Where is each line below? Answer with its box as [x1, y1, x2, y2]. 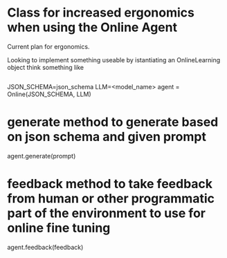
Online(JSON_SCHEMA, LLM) [7, 90, 91, 98]
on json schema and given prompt [7, 129, 206, 145]
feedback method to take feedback [7, 176, 213, 192]
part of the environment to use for [7, 205, 206, 221]
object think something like [7, 63, 84, 71]
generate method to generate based [7, 114, 219, 130]
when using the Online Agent [7, 19, 178, 35]
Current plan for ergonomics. [7, 42, 90, 50]
